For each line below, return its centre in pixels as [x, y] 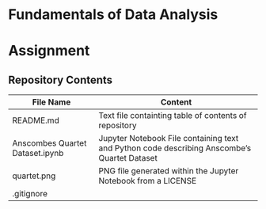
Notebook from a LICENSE [148, 181]
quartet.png [34, 176]
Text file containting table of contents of [173, 116]
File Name [51, 102]
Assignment [49, 51]
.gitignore [30, 194]
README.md [36, 120]
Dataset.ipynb [38, 154]
